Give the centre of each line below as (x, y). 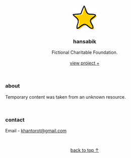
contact (15, 120)
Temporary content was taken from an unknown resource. (65, 97)
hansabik (85, 41)
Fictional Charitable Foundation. (85, 52)
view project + (85, 63)
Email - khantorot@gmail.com (36, 130)
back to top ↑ (85, 150)
